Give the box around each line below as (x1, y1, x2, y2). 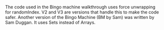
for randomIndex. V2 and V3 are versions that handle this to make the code (5, 9, 159, 15)
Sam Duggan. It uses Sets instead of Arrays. (5, 19, 96, 25)
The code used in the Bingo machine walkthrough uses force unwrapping (5, 4, 156, 10)
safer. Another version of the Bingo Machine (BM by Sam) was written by (5, 15, 155, 20)
